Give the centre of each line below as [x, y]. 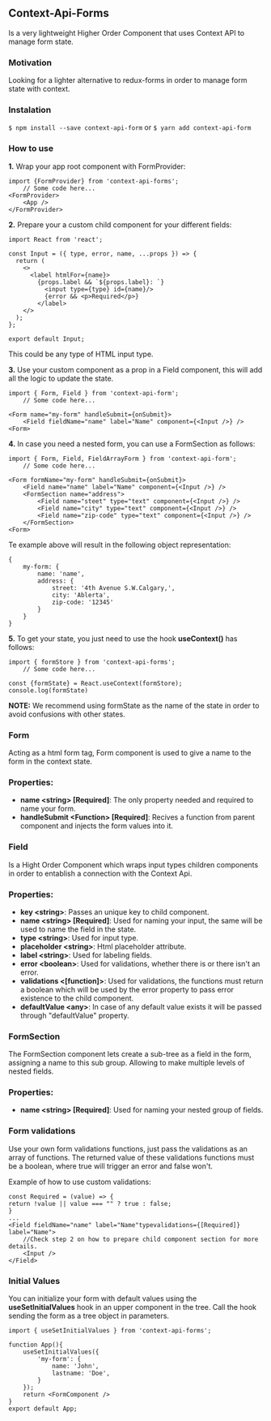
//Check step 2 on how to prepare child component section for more [141, 1239]
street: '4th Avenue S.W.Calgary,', [113, 588]
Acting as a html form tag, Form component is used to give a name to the [130, 753]
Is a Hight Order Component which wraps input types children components [133, 864]
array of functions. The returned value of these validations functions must [131, 1157]
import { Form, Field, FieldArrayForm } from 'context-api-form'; [123, 459]
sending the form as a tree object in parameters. [89, 1316]
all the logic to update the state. [61, 378]
